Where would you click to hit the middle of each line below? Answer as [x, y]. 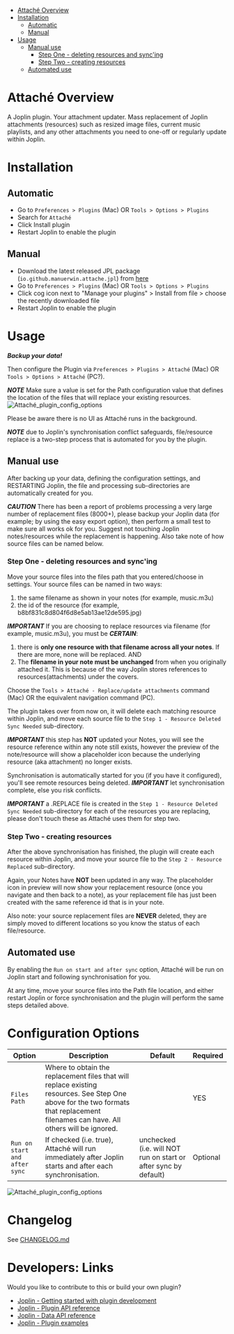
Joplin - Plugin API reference [58, 1307]
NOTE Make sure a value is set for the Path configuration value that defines [116, 390]
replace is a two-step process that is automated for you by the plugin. [107, 439]
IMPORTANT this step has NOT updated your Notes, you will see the [106, 739]
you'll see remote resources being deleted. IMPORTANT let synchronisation [116, 783]
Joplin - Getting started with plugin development [87, 1300]
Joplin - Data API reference [56, 1315]
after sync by [161, 1166]
